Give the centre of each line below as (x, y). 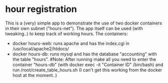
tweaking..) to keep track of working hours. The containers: (66, 33)
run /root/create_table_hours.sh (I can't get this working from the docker (87, 70)
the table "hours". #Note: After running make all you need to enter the (84, 59)
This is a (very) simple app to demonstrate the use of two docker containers (83, 23)
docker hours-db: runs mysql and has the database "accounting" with (85, 54)
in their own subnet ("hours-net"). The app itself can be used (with (74, 28)
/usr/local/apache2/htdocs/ (41, 48)
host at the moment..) (35, 75)
